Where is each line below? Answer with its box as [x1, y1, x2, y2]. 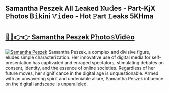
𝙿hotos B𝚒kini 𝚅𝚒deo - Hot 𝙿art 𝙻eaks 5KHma [5, 12, 154, 21]
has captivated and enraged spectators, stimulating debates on [32, 60, 164, 65]
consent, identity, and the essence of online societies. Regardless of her [5, 65, 155, 71]
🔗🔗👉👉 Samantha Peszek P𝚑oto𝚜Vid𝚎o [5, 33, 135, 41]
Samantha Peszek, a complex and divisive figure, [48, 49, 151, 55]
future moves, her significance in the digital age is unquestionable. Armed [5, 70, 159, 76]
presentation [5, 60, 32, 65]
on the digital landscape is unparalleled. [5, 81, 88, 87]
